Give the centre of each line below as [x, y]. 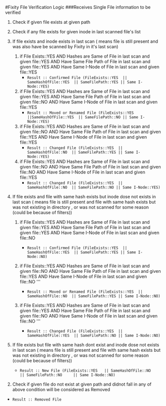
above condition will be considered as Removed [61, 389]
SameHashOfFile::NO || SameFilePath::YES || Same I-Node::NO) [94, 296]
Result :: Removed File [37, 400]
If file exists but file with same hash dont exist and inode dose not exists [86, 345]
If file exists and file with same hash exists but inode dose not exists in [84, 197]
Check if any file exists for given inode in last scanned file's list [77, 32]
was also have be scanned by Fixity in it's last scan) [65, 46]
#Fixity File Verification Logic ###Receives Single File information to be [78, 7]
